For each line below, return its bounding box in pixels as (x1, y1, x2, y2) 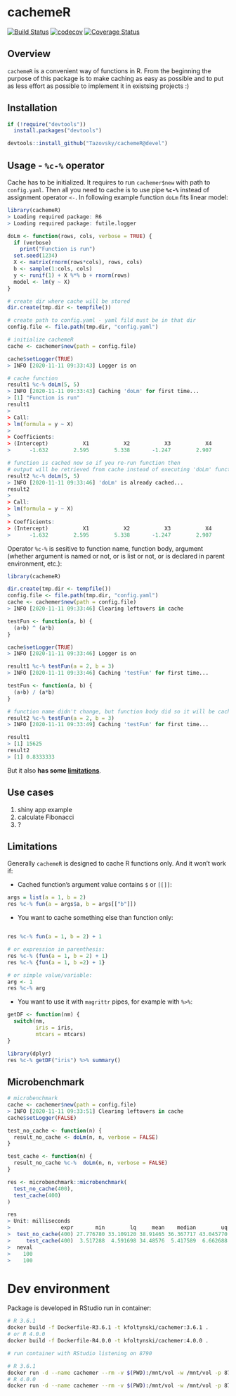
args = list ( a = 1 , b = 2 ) (7, 894, 86, 902)
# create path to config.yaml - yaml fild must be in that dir (7, 317, 197, 324)
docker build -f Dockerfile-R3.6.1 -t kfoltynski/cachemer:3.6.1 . (7, 1324, 209, 1331)
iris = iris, (35, 1024, 74, 1031)
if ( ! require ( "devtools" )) (7, 120, 86, 127)
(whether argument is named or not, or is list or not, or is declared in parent (7, 551, 225, 560)
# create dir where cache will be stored (7, 297, 131, 305)
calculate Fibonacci (17, 813, 74, 821)
